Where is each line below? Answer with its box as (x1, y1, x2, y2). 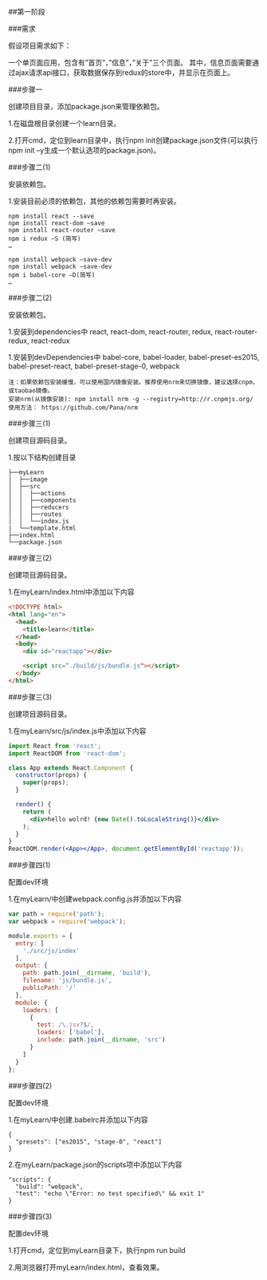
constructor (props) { (15, 771, 88, 779)
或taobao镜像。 (8, 387, 54, 395)
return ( (22, 808, 52, 816)
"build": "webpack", (15, 1183, 84, 1191)
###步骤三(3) (8, 692, 53, 702)
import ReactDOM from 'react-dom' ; (8, 749, 127, 758)
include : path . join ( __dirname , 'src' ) (37, 1036, 166, 1044)
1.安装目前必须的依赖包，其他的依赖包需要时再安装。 (8, 196, 181, 206)
